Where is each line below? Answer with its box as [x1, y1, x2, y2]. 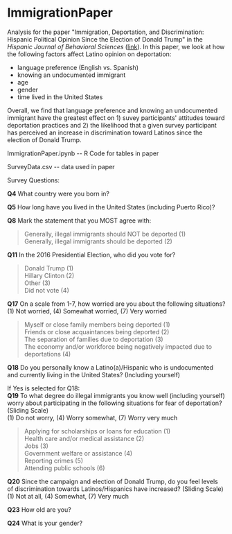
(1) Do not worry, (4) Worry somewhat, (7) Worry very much [7, 413, 178, 422]
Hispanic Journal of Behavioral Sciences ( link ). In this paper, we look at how [7, 42, 225, 51]
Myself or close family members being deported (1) [24, 320, 171, 329]
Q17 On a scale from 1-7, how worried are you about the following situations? [7, 300, 226, 308]
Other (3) [24, 279, 51, 287]
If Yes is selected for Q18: [7, 384, 80, 393]
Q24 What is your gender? [7, 519, 83, 527]
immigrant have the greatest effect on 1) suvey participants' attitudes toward [7, 113, 225, 122]
